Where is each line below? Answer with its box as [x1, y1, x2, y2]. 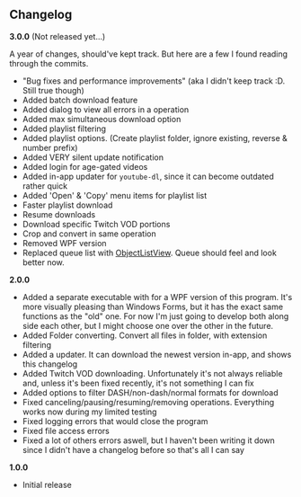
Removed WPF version [22, 237, 107, 248]
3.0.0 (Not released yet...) [9, 31, 106, 41]
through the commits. [9, 58, 89, 68]
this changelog [22, 359, 78, 369]
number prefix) [22, 142, 78, 153]
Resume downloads [22, 209, 96, 219]
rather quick [22, 180, 68, 191]
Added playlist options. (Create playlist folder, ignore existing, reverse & [22, 132, 288, 143]
